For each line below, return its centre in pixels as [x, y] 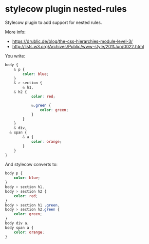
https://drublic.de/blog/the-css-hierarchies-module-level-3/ [72, 41]
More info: [15, 32]
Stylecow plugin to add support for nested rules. [54, 22]
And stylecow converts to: [31, 165]
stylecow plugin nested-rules [66, 9]
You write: [15, 56]
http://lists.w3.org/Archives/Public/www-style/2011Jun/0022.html [78, 46]
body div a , [17, 223]
